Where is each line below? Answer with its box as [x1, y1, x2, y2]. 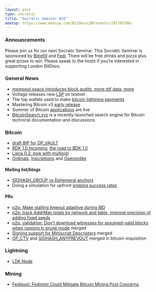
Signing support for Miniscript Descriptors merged [12, 230, 113, 236]
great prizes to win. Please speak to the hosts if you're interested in [5, 58, 139, 63]
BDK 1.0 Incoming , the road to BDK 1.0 [12, 145, 88, 151]
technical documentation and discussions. [12, 117, 97, 123]
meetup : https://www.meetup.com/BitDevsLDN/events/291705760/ [5, 20, 133, 26]
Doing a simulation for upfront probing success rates [12, 183, 117, 188]
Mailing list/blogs [5, 167, 41, 172]
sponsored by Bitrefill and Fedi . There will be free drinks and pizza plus [5, 53, 146, 59]
